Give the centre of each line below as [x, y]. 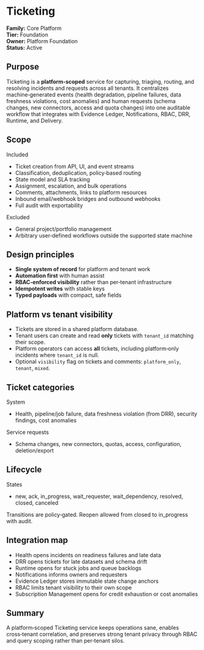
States [14, 484]
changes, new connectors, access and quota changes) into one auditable [98, 108]
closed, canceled [37, 503]
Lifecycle [24, 469]
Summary [25, 613]
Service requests [28, 432]
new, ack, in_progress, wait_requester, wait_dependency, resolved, [99, 496]
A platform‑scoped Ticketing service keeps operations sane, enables [93, 628]
